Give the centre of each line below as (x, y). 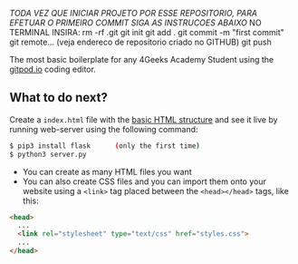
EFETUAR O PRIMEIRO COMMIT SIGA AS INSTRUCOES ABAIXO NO (135, 23)
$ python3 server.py (48, 154)
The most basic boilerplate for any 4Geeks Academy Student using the (142, 59)
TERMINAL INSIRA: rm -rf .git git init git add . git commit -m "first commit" (147, 32)
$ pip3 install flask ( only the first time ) (105, 146)
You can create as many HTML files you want (107, 171)
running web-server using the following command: (104, 129)
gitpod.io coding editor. (53, 69)
